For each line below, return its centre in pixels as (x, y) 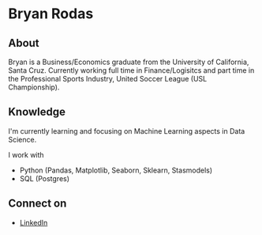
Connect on (37, 204)
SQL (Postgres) (44, 178)
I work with (26, 154)
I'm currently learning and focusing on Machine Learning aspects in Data (127, 131)
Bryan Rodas (51, 14)
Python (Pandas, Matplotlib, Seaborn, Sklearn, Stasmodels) (116, 170)
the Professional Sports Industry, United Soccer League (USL (108, 79)
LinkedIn (34, 222)
